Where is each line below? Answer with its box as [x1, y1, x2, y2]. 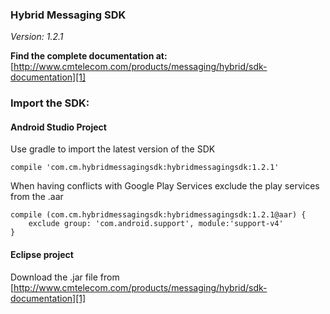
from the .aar [10, 191, 64, 203]
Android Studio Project [10, 121, 107, 133]
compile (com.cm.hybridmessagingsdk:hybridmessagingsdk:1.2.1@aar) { [10, 210, 307, 220]
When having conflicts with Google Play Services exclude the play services [10, 180, 320, 192]
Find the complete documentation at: [10, 50, 168, 62]
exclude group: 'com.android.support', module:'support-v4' [28, 219, 284, 229]
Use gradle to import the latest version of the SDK [10, 143, 216, 155]
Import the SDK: [10, 96, 90, 110]
